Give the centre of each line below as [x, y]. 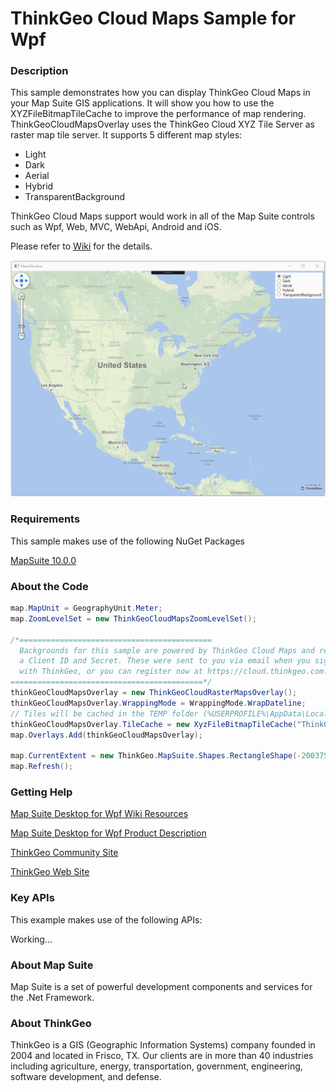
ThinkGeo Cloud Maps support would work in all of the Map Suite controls [162, 216]
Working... [31, 939]
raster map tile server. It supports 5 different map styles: [126, 135]
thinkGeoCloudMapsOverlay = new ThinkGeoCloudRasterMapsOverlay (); [154, 693]
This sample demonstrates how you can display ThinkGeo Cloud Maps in [160, 93]
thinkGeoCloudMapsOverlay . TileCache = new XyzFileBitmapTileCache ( [154, 724]
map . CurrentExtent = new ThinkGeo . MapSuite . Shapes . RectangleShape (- [156, 756]
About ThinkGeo [51, 1023]
